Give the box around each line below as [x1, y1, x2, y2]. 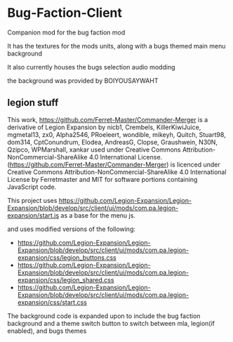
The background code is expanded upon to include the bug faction [7, 311, 201, 320]
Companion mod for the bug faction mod [7, 28, 126, 37]
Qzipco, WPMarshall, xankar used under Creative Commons [7, 145, 181, 154]
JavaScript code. [7, 183, 57, 191]
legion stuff [7, 97, 59, 109]
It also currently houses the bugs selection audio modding [7, 63, 175, 71]
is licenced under [170, 160, 220, 169]
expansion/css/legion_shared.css [17, 275, 114, 284]
